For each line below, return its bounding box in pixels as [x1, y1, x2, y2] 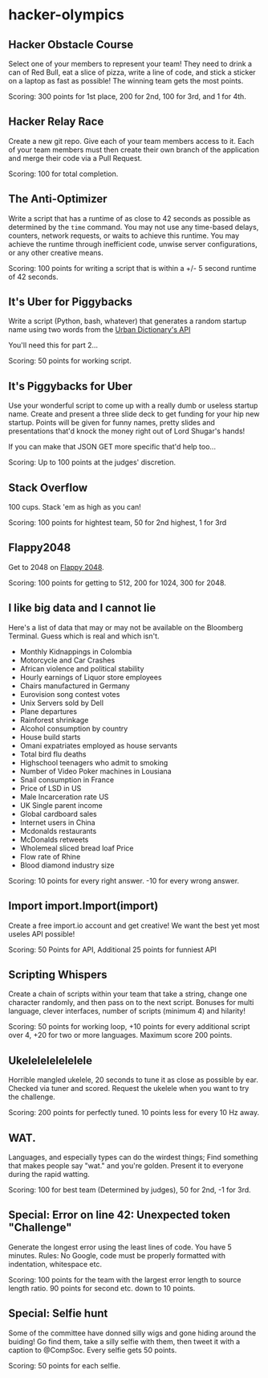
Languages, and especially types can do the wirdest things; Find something [8, 1152, 258, 1162]
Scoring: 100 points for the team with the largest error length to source [8, 1274, 242, 1284]
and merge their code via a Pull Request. [8, 153, 143, 162]
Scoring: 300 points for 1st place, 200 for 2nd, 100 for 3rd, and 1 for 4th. [8, 92, 246, 101]
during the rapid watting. [8, 1169, 90, 1179]
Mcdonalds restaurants [19, 826, 97, 835]
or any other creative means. [8, 248, 104, 257]
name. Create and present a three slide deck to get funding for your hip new [8, 409, 260, 419]
